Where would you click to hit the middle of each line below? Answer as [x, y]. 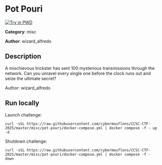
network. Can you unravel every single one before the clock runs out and [78, 73]
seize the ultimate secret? [31, 78]
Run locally [22, 103]
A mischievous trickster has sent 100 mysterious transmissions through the [80, 68]
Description [23, 57]
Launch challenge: [24, 115]
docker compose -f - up [133, 128]
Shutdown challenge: [26, 141]
